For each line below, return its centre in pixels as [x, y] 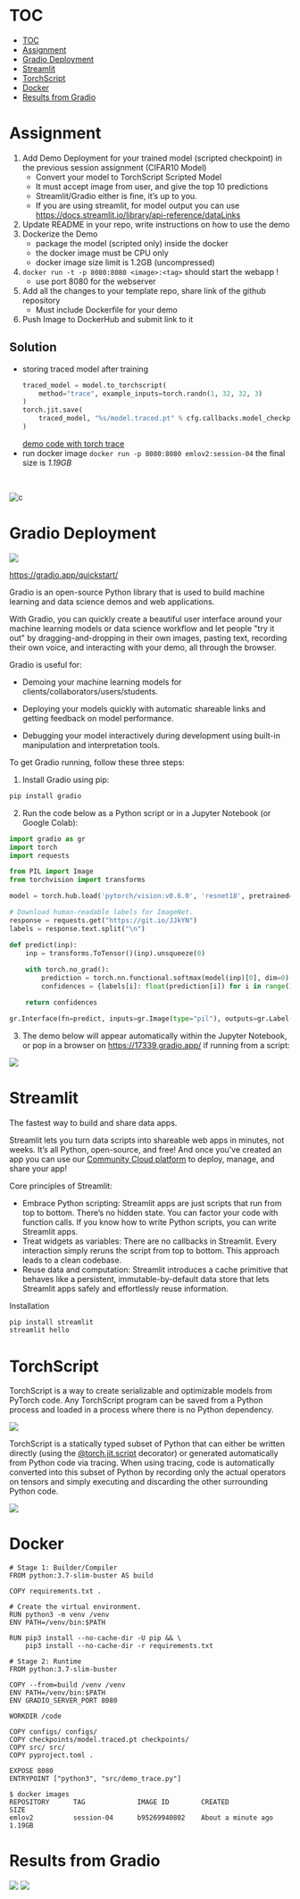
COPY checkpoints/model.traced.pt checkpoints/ [100, 1740]
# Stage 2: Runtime [46, 1662]
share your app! [38, 1168]
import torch [33, 847]
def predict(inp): [43, 945]
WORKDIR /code [36, 1716]
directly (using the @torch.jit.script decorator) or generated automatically [144, 1453]
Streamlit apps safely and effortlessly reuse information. [125, 1288]
